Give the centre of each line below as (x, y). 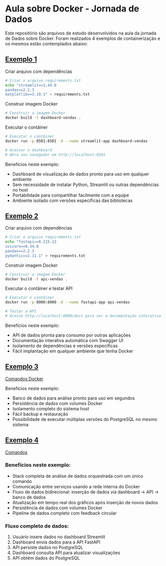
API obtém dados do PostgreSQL (46, 558)
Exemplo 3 (22, 367)
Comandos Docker (24, 378)
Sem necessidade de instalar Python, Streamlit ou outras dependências (85, 185)
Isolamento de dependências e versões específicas (65, 346)
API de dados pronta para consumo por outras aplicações (71, 335)
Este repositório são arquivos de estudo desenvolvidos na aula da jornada (81, 33)
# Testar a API (21, 311)
